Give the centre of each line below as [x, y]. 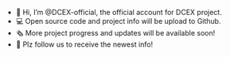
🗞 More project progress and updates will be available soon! [115, 33]
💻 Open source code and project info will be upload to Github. [118, 21]
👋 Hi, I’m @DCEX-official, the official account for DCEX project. [119, 12]
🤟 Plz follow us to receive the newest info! [84, 44]
